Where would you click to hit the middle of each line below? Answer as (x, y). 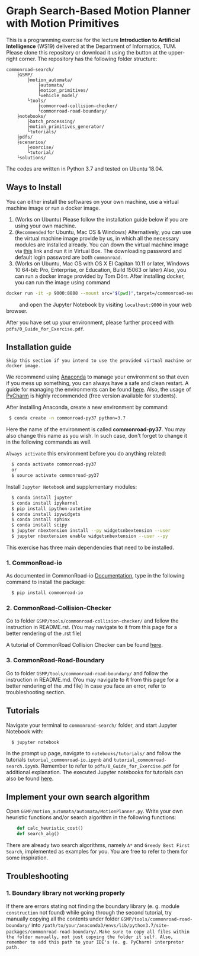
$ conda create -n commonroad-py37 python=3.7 (67, 418)
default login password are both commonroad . (68, 257)
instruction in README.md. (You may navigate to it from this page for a (92, 679)
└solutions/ (31, 158)
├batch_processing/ (52, 121)
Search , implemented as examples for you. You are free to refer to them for (97, 852)
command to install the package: (46, 582)
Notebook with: (25, 731)
